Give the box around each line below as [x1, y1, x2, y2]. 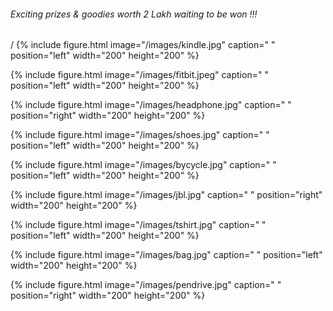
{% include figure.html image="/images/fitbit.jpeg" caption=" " [10, 69, 269, 81]
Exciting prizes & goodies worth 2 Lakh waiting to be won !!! [10, 8, 258, 20]
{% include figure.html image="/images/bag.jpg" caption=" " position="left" [10, 249, 323, 261]
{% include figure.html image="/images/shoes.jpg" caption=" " [10, 129, 270, 141]
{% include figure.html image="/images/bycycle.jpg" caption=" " [10, 159, 277, 171]
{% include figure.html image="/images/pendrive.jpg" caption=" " [10, 279, 282, 291]
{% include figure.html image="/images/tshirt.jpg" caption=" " [10, 219, 267, 231]
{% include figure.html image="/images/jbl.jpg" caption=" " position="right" [10, 189, 323, 201]
